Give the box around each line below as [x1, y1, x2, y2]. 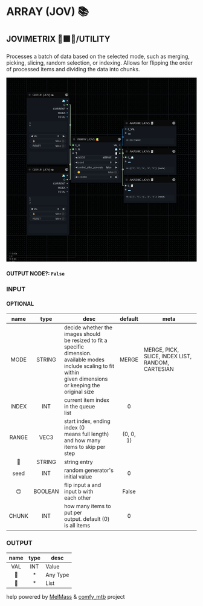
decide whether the [64, 324, 113, 331]
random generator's [64, 466, 114, 474]
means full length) [64, 430, 109, 438]
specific [64, 343, 85, 350]
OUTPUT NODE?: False [6, 269, 65, 277]
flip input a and [64, 482, 101, 489]
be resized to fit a [64, 337, 108, 344]
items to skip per [64, 443, 106, 451]
